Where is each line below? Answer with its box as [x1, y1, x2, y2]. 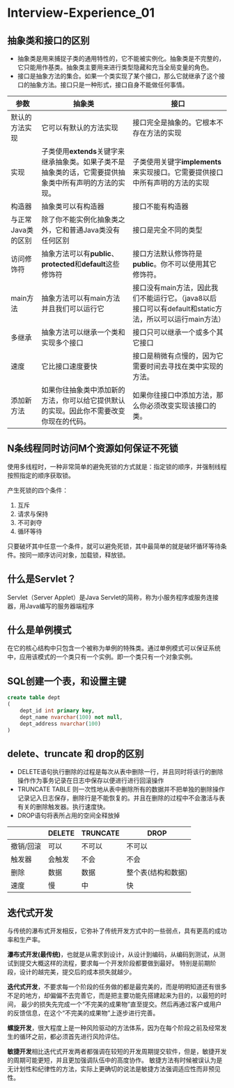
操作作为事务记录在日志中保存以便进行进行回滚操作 [17, 776, 164, 785]
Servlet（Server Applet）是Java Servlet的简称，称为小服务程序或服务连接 [7, 593, 219, 601]
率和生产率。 [7, 936, 44, 944]
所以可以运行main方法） [146, 315, 226, 324]
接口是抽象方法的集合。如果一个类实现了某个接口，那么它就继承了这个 [17, 72, 219, 80]
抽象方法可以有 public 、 [41, 249, 118, 258]
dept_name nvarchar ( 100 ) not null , [19, 713, 123, 721]
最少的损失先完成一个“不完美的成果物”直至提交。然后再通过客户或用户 [20, 1000, 222, 1008]
